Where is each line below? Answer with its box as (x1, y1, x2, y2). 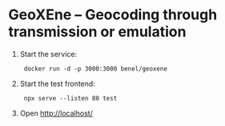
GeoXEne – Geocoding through (8, 6, 218, 24)
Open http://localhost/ (19, 108, 94, 118)
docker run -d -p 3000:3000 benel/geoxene (23, 64, 168, 73)
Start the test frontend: (19, 79, 96, 88)
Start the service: (19, 49, 78, 59)
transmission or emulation (8, 22, 187, 41)
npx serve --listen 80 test (23, 94, 118, 102)
